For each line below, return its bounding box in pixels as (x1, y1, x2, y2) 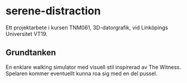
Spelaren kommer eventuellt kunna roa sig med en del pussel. (5, 70, 158, 77)
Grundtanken (5, 48, 56, 58)
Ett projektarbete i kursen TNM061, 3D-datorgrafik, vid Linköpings (5, 24, 168, 31)
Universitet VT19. (5, 30, 48, 37)
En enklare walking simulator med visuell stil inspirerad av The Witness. (5, 63, 182, 70)
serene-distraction (5, 4, 101, 18)
